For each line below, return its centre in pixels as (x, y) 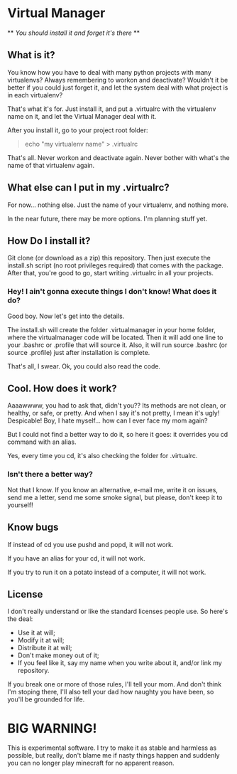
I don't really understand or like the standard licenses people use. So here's (118, 611)
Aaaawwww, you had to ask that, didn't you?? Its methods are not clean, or (117, 405)
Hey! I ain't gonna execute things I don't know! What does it (112, 292)
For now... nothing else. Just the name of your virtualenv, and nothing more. (118, 205)
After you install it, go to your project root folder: (78, 130)
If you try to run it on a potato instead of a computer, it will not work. (107, 572)
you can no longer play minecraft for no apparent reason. (91, 763)
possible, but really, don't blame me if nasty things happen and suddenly (114, 756)
